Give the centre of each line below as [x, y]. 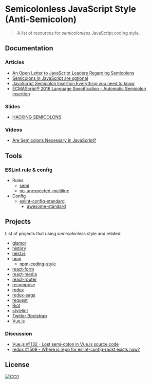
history [19, 248]
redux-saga [24, 295]
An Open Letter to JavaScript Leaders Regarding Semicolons [73, 73]
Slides [13, 106]
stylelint [20, 310]
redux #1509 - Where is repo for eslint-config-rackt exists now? [76, 350]
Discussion [19, 334]
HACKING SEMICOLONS [37, 117]
